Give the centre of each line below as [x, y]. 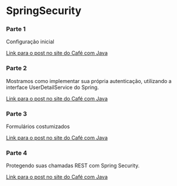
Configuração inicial [30, 42]
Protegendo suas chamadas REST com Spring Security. [73, 166]
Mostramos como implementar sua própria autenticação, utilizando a [89, 81]
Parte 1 [16, 29]
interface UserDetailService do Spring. [53, 87]
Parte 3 [17, 113]
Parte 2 [17, 68]
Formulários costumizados [38, 126]
